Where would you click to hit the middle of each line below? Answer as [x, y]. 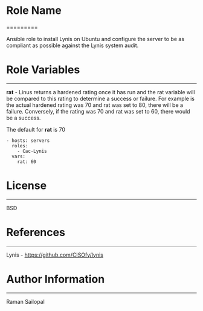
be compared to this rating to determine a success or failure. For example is [101, 98]
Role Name [34, 11]
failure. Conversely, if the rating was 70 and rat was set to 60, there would [98, 111]
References [36, 232]
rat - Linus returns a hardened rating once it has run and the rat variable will [101, 92]
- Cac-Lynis [32, 151]
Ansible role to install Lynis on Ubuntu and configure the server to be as [95, 39]
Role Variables [43, 70]
